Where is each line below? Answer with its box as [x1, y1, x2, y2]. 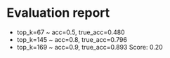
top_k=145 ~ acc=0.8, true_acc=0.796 [16, 35, 128, 43]
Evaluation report [6, 5, 110, 21]
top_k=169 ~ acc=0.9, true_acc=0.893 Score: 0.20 [16, 43, 163, 51]
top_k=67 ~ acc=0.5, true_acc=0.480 [16, 28, 125, 36]
